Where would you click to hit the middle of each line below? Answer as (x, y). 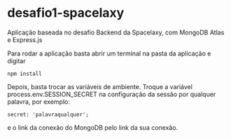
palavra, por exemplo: (38, 101)
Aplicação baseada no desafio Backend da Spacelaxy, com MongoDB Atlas (116, 32)
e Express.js (25, 39)
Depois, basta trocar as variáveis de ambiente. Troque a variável (100, 86)
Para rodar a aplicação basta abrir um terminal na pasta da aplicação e (109, 53)
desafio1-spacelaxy (66, 13)
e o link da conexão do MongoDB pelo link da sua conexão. (93, 127)
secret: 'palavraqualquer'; (48, 114)
